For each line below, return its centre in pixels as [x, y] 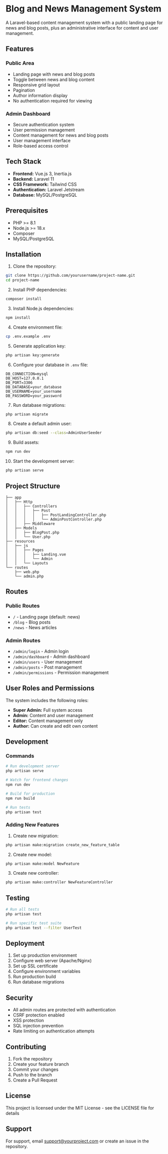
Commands [20, 756]
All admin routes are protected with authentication [64, 1010]
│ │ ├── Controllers [31, 506]
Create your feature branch [41, 1064]
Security [19, 998]
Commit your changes [36, 1069]
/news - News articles [35, 627]
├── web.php [27, 572]
